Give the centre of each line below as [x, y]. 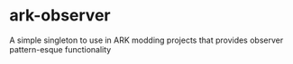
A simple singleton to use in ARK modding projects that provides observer [146, 40]
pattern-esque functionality [60, 49]
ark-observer [60, 16]
